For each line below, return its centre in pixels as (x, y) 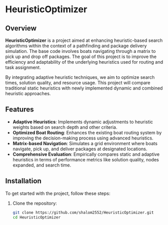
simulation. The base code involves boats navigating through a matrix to (80, 51)
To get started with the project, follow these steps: (58, 193)
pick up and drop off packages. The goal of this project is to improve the (81, 57)
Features (20, 110)
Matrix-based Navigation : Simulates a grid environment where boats (85, 143)
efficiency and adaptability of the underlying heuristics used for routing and (84, 62)
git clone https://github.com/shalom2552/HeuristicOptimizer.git (83, 212)
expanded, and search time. (42, 165)
